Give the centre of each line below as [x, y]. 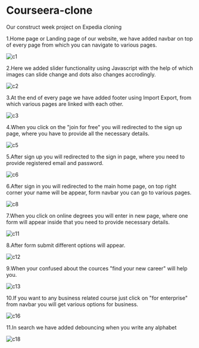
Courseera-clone [49, 10]
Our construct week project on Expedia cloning [64, 27]
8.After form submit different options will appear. [66, 245]
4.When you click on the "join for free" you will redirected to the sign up [94, 127]
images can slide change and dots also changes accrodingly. [81, 74]
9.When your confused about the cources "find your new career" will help [97, 268]
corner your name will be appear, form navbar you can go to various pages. [99, 193]
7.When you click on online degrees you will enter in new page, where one [97, 215]
